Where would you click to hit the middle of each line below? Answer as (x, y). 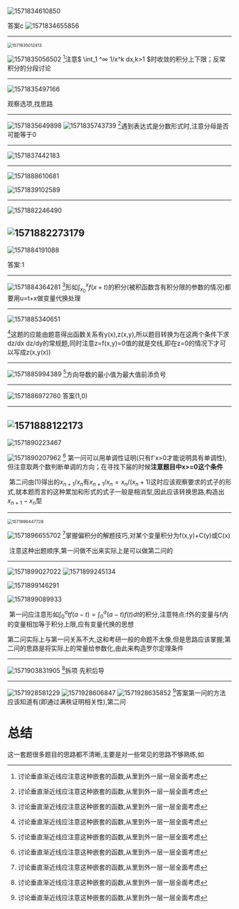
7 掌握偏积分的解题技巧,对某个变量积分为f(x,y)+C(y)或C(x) (147, 535)
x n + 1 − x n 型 (25, 502)
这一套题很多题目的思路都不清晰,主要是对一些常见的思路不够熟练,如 (106, 754)
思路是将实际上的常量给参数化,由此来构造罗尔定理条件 (105, 649)
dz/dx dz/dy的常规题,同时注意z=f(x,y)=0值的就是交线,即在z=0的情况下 (111, 343)
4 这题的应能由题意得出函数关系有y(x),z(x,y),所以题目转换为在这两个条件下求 (118, 333)
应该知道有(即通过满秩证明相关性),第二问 (67, 701)
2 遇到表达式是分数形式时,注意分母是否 (173, 125)
